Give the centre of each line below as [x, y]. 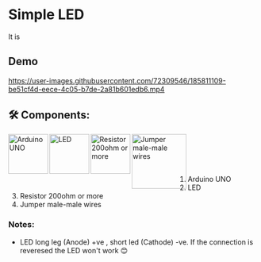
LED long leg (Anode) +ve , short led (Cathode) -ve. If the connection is [136, 242]
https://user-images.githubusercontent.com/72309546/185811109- [117, 80]
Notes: [21, 225]
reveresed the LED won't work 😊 [74, 250]
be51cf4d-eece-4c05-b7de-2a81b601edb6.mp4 [86, 89]
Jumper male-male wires [60, 204]
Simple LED [46, 15]
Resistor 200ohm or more [61, 195]
